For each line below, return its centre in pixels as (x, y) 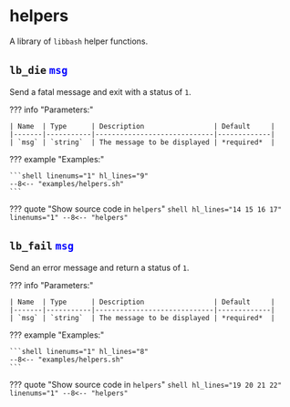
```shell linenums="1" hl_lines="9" (79, 176)
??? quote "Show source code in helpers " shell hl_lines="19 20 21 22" (146, 384)
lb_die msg (39, 71)
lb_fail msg (42, 246)
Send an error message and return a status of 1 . (99, 267)
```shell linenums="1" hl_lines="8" (79, 351)
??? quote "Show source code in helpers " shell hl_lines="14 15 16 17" (146, 209)
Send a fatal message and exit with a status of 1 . (100, 91)
